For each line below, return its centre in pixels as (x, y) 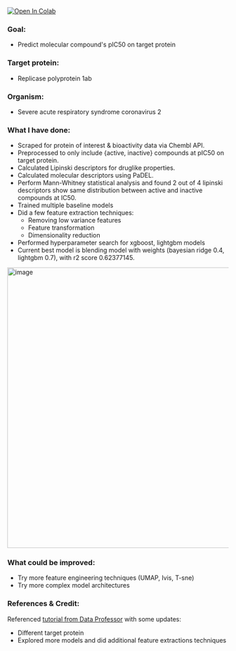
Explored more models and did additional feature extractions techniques (122, 640)
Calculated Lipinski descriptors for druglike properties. (96, 168)
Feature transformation (61, 228)
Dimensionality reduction (64, 235)
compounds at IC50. (47, 198)
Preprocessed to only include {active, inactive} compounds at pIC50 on (121, 153)
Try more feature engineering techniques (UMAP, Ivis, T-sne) (106, 578)
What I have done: (39, 130)
